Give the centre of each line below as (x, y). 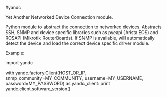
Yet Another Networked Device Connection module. (59, 17)
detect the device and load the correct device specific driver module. (77, 43)
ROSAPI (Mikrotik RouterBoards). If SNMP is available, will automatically (80, 38)
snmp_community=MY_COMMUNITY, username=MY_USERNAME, (74, 78)
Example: (15, 53)
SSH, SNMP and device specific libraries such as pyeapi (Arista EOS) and (82, 32)
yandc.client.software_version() (38, 89)
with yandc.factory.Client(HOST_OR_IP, (46, 73)
